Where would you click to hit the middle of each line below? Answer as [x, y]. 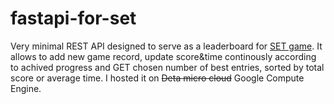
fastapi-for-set [73, 18]
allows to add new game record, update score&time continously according [163, 56]
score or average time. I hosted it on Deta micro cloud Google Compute [157, 78]
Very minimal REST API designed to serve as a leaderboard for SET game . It [166, 46]
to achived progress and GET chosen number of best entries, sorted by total [167, 67]
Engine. [26, 88]
